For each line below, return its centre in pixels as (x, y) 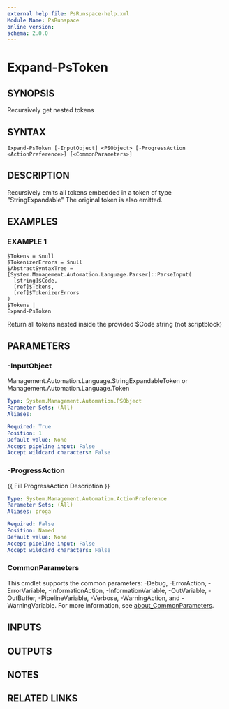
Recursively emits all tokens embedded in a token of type (90, 192)
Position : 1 (24, 433)
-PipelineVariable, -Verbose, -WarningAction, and (109, 598)
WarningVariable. (32, 605)
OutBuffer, (22, 598)
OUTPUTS (30, 651)
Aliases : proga (29, 512)
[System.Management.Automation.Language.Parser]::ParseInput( (99, 274)
